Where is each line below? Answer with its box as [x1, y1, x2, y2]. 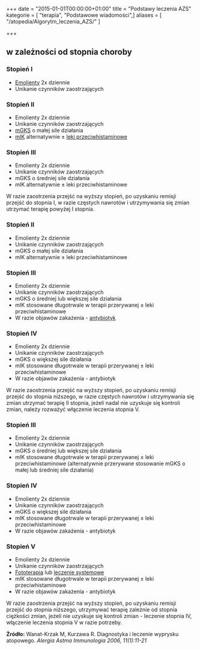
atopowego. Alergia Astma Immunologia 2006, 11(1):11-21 [6, 637, 147, 644]
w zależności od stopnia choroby [6, 47, 132, 57]
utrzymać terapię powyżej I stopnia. [6, 205, 95, 213]
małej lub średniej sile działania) [14, 466, 94, 473]
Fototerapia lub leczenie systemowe [14, 569, 105, 576]
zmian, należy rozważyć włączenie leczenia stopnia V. [6, 406, 140, 413]
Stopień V [6, 542, 36, 551]
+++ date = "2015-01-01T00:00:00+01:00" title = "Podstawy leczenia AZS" [6, 5, 192, 12]
